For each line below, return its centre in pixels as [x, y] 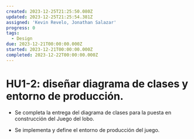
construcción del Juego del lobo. [55, 119]
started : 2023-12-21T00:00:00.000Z [50, 50]
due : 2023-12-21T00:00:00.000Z [44, 44]
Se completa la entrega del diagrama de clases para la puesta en [93, 112]
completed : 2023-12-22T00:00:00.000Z [52, 55]
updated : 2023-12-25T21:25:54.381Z [50, 17]
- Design [22, 39]
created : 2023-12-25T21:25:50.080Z [50, 11]
